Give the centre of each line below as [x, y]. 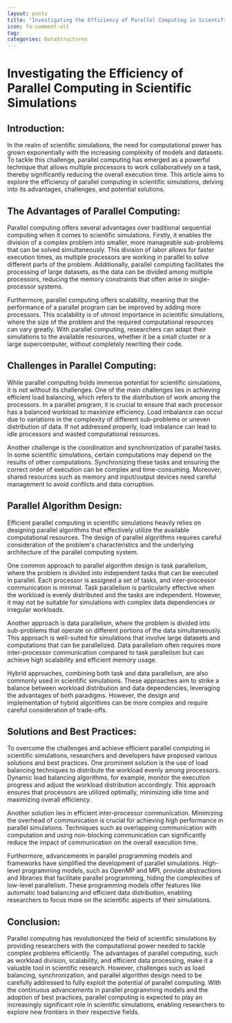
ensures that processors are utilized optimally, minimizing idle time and [108, 793]
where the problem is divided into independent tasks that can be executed [113, 572]
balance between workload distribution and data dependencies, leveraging [114, 688]
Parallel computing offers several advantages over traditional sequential [109, 227]
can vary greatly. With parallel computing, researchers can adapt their [107, 329]
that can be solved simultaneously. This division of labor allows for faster [111, 249]
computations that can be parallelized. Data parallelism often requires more [114, 645]
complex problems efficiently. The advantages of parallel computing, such [113, 953]
